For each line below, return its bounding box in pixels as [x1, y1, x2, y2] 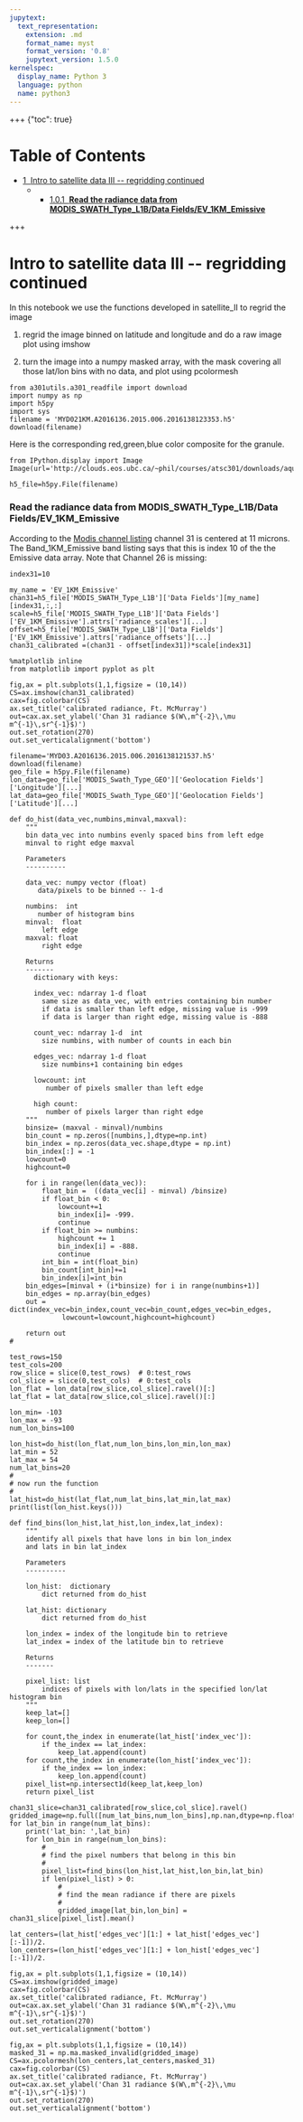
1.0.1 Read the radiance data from [49, 194, 178, 205]
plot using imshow [22, 339, 91, 350]
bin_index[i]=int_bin [41, 1273, 124, 1282]
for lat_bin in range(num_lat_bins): [9, 1818, 151, 1828]
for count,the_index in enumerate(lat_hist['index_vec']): [25, 1732, 252, 1741]
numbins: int [25, 901, 78, 911]
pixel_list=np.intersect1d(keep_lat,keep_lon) [25, 1779, 204, 1789]
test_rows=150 [9, 1352, 63, 1361]
